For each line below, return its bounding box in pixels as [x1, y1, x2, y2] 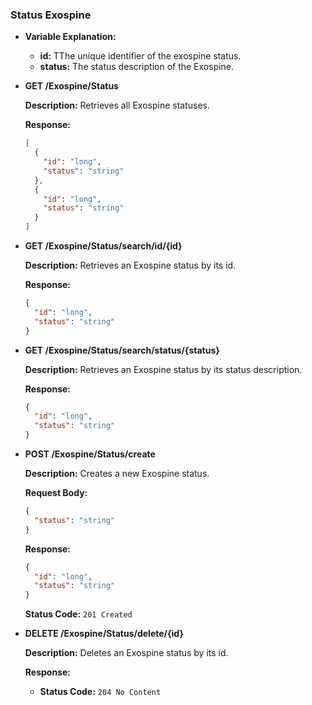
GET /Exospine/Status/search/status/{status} [24, 344, 220, 356]
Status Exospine [10, 8, 92, 22]
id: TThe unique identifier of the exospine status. [39, 50, 242, 62]
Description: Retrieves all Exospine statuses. [24, 99, 211, 112]
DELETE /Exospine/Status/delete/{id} [24, 628, 184, 640]
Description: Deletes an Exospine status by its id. [24, 647, 229, 659]
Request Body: [24, 487, 88, 499]
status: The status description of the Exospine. [39, 61, 235, 73]
